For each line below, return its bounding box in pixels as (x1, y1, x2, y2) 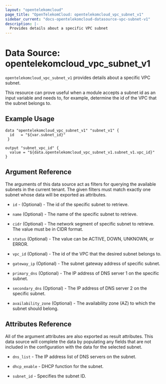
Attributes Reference (5, 320, 72, 328)
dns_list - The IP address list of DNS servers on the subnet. (12, 353, 137, 359)
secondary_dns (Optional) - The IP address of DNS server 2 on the (12, 285, 147, 291)
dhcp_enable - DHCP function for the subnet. (12, 363, 104, 369)
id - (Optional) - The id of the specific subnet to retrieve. (12, 201, 129, 207)
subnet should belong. (12, 305, 59, 311)
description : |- (5, 21, 39, 26)
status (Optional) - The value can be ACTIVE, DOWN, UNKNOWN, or (12, 235, 155, 241)
